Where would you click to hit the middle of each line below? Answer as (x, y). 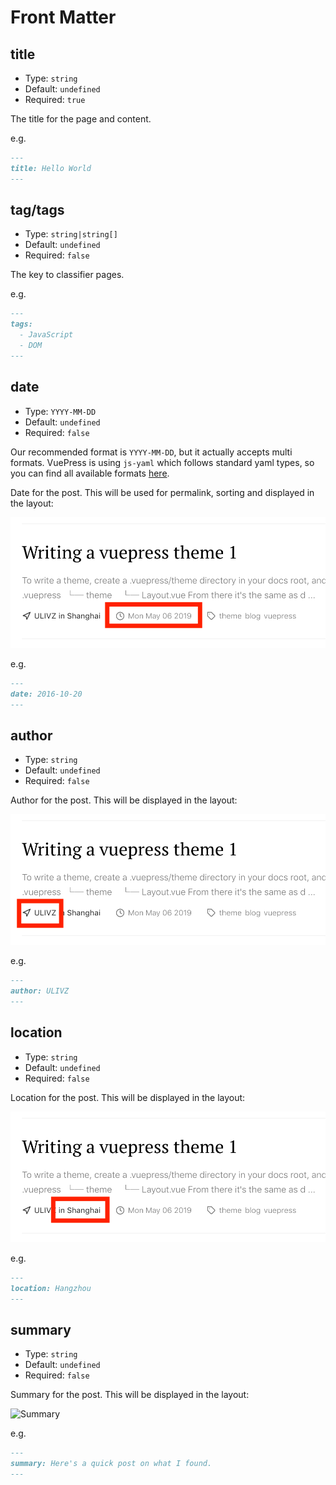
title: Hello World (51, 168)
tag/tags (37, 210)
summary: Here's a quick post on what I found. (111, 1464)
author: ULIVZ (40, 991)
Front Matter (63, 17)
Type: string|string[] (71, 234)
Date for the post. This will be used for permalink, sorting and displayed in (162, 492)
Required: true (55, 99)
